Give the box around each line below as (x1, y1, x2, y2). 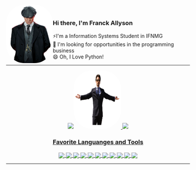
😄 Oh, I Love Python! (52, 53, 104, 60)
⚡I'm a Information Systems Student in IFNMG (52, 33, 163, 40)
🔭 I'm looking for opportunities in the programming (52, 41, 174, 48)
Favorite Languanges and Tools (52, 138, 144, 146)
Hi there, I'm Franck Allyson (52, 19, 133, 27)
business (52, 47, 75, 54)
